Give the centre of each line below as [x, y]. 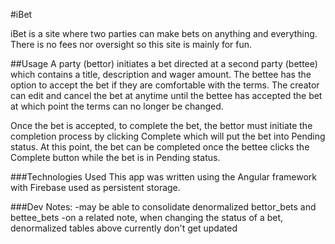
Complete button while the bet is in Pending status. [115, 157]
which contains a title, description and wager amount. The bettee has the [161, 74]
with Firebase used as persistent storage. [95, 187]
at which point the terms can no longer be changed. [117, 106]
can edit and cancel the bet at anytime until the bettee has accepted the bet [166, 95]
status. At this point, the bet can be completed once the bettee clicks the [160, 147]
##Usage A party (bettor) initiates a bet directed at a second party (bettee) [164, 63]
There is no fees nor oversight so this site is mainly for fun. [131, 44]
